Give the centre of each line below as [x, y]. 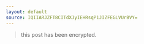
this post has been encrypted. [59, 34]
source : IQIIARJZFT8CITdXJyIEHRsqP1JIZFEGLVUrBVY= [72, 17]
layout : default [26, 12]
